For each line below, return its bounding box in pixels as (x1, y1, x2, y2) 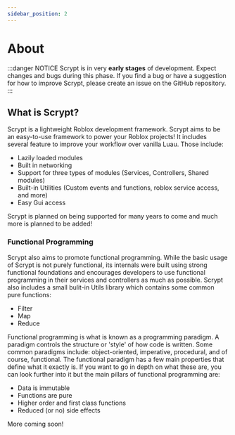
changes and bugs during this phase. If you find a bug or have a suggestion (7, 71, 227, 79)
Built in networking (17, 161, 72, 169)
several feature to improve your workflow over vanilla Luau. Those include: (7, 140, 224, 148)
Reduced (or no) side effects (17, 405, 101, 415)
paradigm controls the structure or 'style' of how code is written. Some (7, 340, 213, 349)
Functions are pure (17, 391, 72, 399)
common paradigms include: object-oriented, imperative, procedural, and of (7, 347, 228, 356)
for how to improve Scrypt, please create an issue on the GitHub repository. (7, 79, 227, 87)
